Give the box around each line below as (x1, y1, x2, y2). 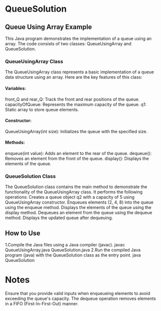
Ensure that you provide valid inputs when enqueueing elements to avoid (5, 290, 150, 296)
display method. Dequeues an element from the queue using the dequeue (5, 210, 153, 216)
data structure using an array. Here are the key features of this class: (5, 74, 143, 80)
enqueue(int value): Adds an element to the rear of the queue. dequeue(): (5, 150, 152, 156)
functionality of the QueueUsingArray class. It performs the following (5, 189, 143, 195)
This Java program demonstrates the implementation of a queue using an (5, 35, 152, 41)
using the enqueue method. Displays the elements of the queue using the (5, 205, 152, 210)
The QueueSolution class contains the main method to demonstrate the (5, 184, 147, 190)
